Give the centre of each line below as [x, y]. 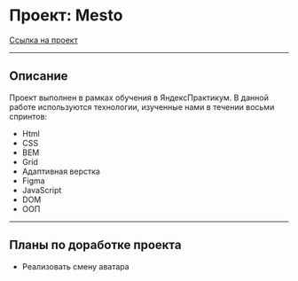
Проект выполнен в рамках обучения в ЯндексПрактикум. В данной [139, 98]
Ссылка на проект [43, 40]
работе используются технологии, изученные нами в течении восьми [142, 106]
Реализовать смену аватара [76, 266]
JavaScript [42, 190]
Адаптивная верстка [61, 171]
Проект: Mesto [66, 16]
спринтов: [28, 116]
